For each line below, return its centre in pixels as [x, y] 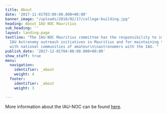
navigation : [22, 65]
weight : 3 [24, 88]
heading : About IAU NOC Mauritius [41, 24]
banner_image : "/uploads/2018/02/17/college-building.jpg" [68, 19]
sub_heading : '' [22, 28]
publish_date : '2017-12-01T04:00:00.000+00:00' [55, 51]
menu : [11, 60]
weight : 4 [24, 74]
